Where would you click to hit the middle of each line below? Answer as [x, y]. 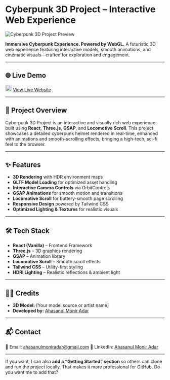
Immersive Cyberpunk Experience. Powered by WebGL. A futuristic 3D [80, 44]
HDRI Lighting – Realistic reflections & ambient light [66, 272]
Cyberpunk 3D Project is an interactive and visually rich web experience [80, 122]
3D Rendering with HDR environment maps [58, 177]
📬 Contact [23, 332]
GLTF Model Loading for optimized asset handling [65, 182]
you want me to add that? [32, 372]
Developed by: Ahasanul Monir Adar [51, 311]
